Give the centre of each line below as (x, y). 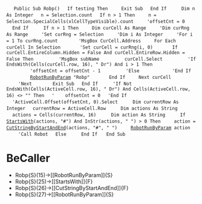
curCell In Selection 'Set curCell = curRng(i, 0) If (92, 47)
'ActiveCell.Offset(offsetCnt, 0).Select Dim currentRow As (96, 102)
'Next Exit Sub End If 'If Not (75, 84)
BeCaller (28, 158)
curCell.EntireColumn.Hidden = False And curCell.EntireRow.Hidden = (96, 53)
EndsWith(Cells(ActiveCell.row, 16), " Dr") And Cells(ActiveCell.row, (98, 89)
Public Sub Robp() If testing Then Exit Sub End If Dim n (104, 8)
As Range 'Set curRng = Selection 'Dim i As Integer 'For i (99, 35)
